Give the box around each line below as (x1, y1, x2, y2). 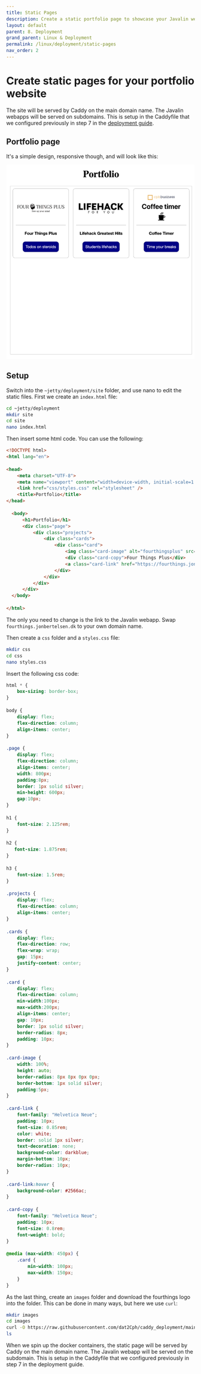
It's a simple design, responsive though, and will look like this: (6, 153, 159, 160)
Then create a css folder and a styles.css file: (6, 634, 120, 641)
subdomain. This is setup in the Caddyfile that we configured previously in (6, 1354, 190, 1362)
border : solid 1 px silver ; (17, 1137, 84, 1143)
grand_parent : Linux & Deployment (6, 35, 93, 41)
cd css (6, 653, 23, 659)
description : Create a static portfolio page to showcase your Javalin (6, 16, 188, 22)
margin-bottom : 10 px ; (17, 1156, 71, 1162)
